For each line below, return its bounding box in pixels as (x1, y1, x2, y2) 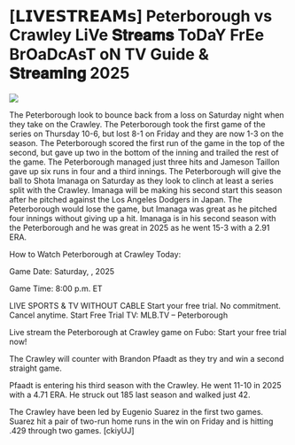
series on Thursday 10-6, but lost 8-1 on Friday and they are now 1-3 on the (9, 128, 284, 139)
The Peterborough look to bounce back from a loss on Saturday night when (9, 109, 285, 120)
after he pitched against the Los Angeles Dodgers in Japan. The (9, 194, 243, 204)
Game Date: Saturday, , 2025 (9, 265, 115, 276)
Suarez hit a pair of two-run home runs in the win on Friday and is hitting (9, 416, 274, 426)
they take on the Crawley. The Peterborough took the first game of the (9, 119, 266, 129)
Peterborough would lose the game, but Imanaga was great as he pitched (9, 203, 277, 214)
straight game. (9, 363, 62, 373)
